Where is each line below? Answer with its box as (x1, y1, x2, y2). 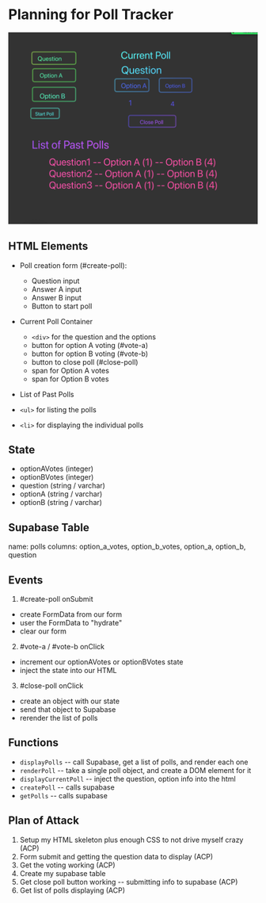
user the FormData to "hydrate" (19, 618, 123, 628)
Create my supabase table (19, 868, 106, 878)
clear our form (19, 626, 67, 636)
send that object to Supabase (19, 705, 116, 714)
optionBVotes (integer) (19, 473, 94, 482)
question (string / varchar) (19, 481, 105, 491)
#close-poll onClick (19, 681, 84, 691)
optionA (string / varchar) (19, 489, 103, 499)
